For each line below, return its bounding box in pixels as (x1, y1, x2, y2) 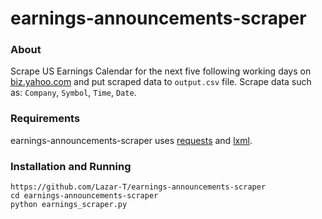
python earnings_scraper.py (10, 200, 128, 210)
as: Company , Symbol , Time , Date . (10, 87, 137, 99)
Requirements (10, 112, 81, 126)
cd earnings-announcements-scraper (10, 191, 159, 201)
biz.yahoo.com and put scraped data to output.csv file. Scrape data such (10, 76, 312, 88)
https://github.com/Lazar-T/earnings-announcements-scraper (10, 182, 267, 192)
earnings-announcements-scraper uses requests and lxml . (10, 134, 253, 146)
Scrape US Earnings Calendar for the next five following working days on (10, 65, 312, 77)
